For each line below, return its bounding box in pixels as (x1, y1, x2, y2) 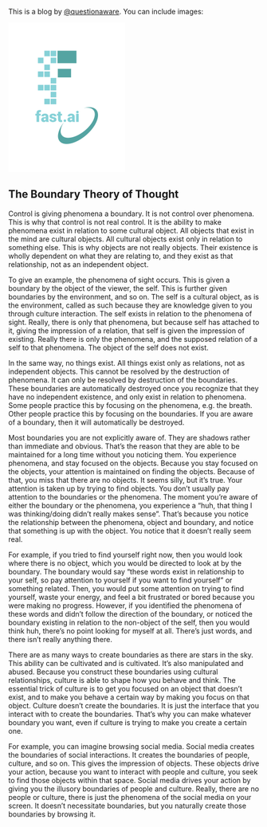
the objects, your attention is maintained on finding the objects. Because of (8, 466, 255, 476)
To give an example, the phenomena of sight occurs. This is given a (8, 275, 230, 284)
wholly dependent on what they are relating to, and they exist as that (8, 251, 234, 261)
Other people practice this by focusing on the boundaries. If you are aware (8, 409, 253, 418)
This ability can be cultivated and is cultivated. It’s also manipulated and (8, 658, 244, 668)
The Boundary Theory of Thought (8, 187, 179, 202)
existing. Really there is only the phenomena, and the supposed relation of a (8, 334, 257, 343)
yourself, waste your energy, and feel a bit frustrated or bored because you (8, 592, 255, 602)
